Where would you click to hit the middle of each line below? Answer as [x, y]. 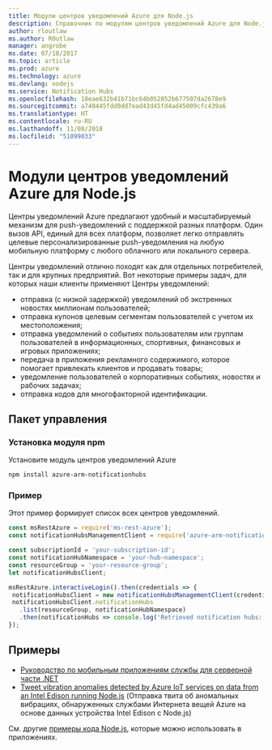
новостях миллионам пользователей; [85, 308]
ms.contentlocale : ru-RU [50, 121]
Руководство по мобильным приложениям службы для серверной [136, 670]
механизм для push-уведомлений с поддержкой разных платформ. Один [136, 224]
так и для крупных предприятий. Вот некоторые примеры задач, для [127, 275]
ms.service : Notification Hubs [61, 91]
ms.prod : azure [34, 69]
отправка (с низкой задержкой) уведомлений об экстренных [126, 299]
